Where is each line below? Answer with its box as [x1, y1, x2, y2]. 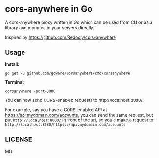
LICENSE [5, 136, 33, 144]
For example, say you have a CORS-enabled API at [5, 106, 107, 113]
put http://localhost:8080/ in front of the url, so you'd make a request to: [5, 117, 155, 123]
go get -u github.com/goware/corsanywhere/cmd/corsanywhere [5, 71, 131, 76]
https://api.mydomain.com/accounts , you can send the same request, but [5, 112, 153, 118]
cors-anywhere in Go [5, 3, 93, 15]
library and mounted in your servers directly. [5, 24, 94, 30]
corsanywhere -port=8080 [5, 89, 56, 94]
